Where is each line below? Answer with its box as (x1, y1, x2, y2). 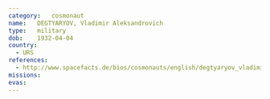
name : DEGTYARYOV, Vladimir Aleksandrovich (8, 19, 163, 27)
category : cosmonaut (8, 11, 84, 20)
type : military (8, 26, 67, 34)
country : (8, 42, 38, 49)
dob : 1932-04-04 (8, 34, 74, 42)
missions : (8, 71, 42, 79)
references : (8, 57, 48, 65)
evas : (8, 78, 27, 86)
